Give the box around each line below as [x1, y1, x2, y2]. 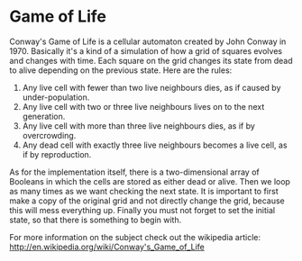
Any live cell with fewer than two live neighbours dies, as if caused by [22, 82, 281, 93]
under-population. [22, 92, 90, 103]
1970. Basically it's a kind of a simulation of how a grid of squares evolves [9, 45, 282, 56]
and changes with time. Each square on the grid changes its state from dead [9, 55, 293, 66]
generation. [22, 111, 66, 121]
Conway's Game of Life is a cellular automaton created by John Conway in [9, 36, 287, 47]
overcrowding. [22, 130, 77, 140]
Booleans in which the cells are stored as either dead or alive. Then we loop [9, 175, 291, 186]
